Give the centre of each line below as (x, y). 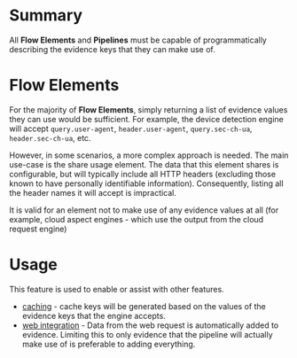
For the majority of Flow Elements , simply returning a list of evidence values (148, 109)
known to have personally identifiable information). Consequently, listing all (146, 183)
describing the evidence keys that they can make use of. (112, 49)
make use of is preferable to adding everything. (109, 344)
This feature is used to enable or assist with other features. (117, 289)
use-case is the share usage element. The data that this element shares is (144, 164)
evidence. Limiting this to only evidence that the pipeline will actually (147, 334)
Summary (46, 16)
